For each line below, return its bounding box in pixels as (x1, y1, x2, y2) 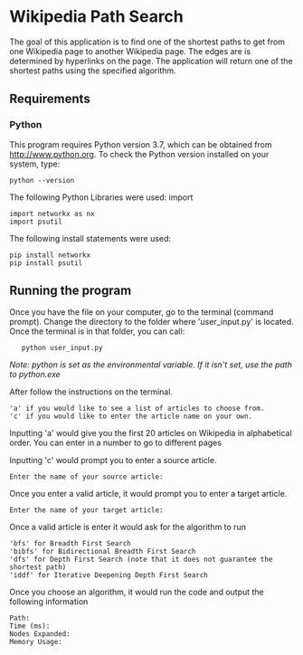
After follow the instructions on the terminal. (9, 386, 174, 397)
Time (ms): (9, 622, 51, 631)
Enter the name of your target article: (9, 506, 165, 515)
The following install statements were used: (9, 233, 172, 243)
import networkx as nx (9, 209, 95, 218)
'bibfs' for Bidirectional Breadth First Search (9, 547, 196, 556)
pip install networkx (9, 251, 91, 260)
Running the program (9, 283, 132, 299)
